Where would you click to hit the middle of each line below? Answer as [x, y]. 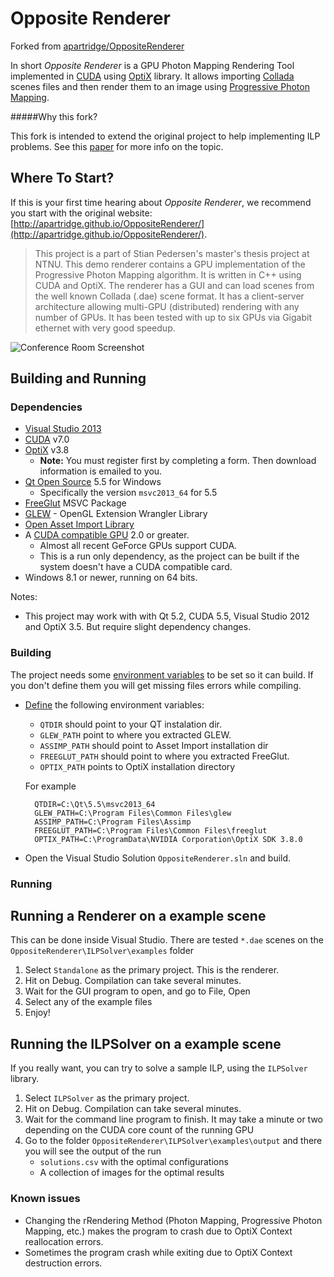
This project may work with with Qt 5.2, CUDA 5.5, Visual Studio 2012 [167, 616]
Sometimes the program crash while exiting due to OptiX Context [158, 1252]
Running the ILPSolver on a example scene [146, 1043]
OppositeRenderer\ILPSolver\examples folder [102, 951]
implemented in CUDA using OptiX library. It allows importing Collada [152, 76]
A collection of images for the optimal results [132, 1173]
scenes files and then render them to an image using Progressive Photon [160, 86]
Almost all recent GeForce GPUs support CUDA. [138, 546]
